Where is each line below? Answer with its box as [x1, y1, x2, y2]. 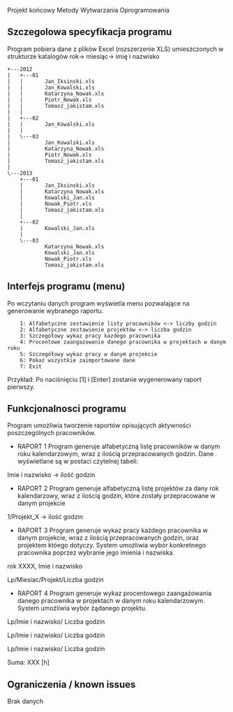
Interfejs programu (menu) [7, 280, 126, 292]
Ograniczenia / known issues [7, 678, 136, 690]
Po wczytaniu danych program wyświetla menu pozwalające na [7, 299, 190, 307]
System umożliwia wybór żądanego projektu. [17, 604, 147, 613]
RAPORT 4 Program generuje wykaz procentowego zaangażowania [17, 589, 212, 597]
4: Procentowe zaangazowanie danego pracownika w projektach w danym [20, 339, 227, 346]
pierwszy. [7, 383, 36, 391]
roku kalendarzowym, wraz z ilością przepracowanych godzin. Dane [17, 450, 214, 458]
